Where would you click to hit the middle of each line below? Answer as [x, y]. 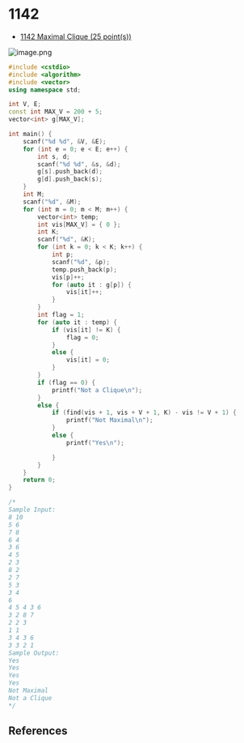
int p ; [63, 255]
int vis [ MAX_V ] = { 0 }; [79, 224]
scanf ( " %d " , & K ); [66, 240]
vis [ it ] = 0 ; [88, 360]
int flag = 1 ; [61, 315]
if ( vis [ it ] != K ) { [86, 330]
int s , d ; [54, 156]
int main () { [30, 135]
